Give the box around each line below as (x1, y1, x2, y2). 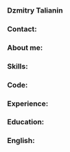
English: (7, 136, 36, 146)
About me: (7, 42, 43, 52)
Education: (7, 117, 45, 127)
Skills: (7, 61, 29, 71)
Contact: (7, 24, 37, 33)
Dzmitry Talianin (7, 6, 63, 15)
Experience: (7, 99, 49, 108)
